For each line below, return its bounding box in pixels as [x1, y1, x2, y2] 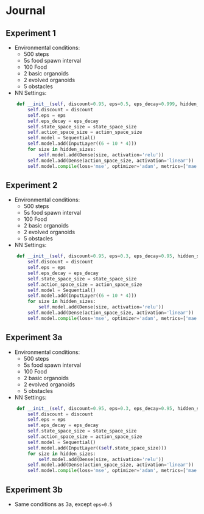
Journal [5, 4, 46, 18]
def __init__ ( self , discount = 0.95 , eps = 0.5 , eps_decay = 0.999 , [16, 101, 178, 107]
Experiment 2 [5, 180, 58, 190]
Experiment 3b [5, 484, 63, 495]
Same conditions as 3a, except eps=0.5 [14, 500, 113, 508]
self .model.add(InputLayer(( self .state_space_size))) [27, 445, 167, 451]
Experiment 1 [5, 28, 56, 38]
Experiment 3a [5, 332, 63, 342]
